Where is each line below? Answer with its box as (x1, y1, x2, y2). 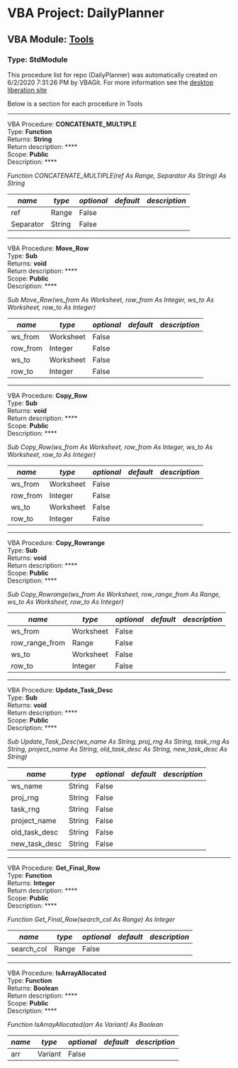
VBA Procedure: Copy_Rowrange (7, 538, 105, 547)
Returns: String (7, 135, 52, 143)
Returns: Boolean (7, 984, 59, 992)
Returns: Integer (7, 879, 55, 887)
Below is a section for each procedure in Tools (7, 99, 143, 108)
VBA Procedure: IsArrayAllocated (7, 969, 107, 977)
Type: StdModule (7, 55, 68, 65)
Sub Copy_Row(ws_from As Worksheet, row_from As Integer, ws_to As (7, 442, 213, 451)
